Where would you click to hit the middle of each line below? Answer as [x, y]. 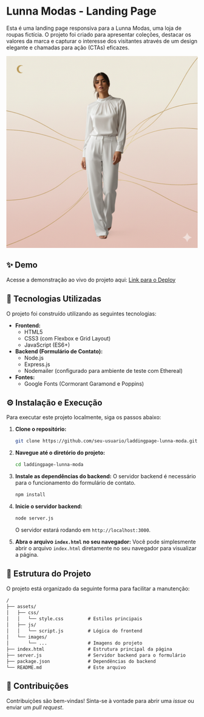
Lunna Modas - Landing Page [81, 11]
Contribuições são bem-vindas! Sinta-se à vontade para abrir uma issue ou [100, 701]
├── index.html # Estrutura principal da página [89, 649]
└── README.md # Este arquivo [66, 667]
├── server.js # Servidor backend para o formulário [96, 655]
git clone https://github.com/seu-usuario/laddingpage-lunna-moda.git [106, 441]
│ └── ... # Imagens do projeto [74, 643]
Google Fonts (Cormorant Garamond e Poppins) [84, 383]
